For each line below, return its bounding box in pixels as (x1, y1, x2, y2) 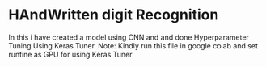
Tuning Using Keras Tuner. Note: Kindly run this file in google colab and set (8, 40, 259, 50)
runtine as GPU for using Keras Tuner (8, 49, 133, 59)
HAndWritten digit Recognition (8, 6, 219, 24)
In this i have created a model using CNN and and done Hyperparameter (8, 32, 249, 42)
